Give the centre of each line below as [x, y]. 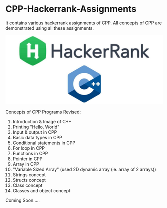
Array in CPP [26, 164]
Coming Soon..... [23, 200]
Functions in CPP [30, 154]
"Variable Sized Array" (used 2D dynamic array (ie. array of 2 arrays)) [84, 169]
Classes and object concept [42, 191]
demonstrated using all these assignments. [50, 28]
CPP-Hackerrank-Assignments [71, 9]
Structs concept [29, 180]
